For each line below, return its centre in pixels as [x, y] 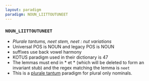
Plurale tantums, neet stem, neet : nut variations [62, 41]
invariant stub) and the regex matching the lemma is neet [71, 68]
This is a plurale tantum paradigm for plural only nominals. [72, 73]
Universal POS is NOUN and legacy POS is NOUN [63, 46]
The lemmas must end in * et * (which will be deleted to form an [78, 62]
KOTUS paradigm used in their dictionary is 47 [60, 57]
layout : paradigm [23, 10]
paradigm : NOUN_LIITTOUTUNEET [37, 14]
